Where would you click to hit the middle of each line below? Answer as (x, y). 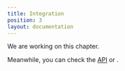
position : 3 (25, 20)
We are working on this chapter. (53, 47)
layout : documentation (40, 26)
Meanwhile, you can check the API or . (63, 60)
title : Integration (36, 14)
